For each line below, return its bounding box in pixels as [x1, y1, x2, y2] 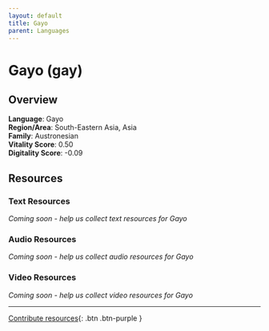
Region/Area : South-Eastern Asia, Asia [8, 123, 138, 132]
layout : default [8, 11, 62, 20]
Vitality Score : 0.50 [8, 139, 74, 149]
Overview [8, 93, 58, 107]
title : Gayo [8, 19, 48, 27]
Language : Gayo [8, 114, 64, 124]
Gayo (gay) [8, 61, 83, 79]
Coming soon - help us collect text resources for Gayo [8, 214, 188, 224]
